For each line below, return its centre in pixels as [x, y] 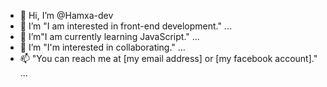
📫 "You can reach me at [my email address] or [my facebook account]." [168, 58]
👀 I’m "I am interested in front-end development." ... [125, 26]
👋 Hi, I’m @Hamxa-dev [66, 15]
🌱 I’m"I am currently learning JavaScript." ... [109, 36]
